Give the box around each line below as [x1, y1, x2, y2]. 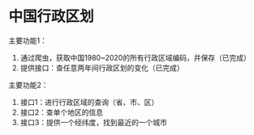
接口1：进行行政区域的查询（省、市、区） [19, 97, 159, 107]
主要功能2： [8, 80, 49, 90]
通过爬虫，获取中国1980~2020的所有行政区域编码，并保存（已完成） [19, 53, 252, 62]
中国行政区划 [8, 7, 95, 26]
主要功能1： [8, 36, 47, 45]
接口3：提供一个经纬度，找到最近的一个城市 [19, 117, 168, 127]
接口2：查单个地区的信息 [19, 107, 104, 117]
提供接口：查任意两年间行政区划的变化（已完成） [19, 62, 184, 73]
